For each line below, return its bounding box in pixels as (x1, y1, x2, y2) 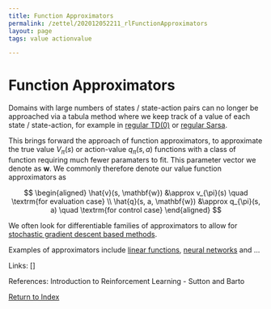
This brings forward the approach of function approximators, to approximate (8, 136, 263, 146)
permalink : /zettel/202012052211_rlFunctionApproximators (8, 19, 208, 28)
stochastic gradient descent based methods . (8, 229, 158, 239)
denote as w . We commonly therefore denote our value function (8, 163, 222, 173)
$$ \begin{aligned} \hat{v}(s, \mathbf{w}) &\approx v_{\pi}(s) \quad (23, 188, 248, 197)
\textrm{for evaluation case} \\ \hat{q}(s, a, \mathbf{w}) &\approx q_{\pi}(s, (11, 196, 260, 206)
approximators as (8, 171, 66, 182)
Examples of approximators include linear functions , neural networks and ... (8, 244, 260, 255)
